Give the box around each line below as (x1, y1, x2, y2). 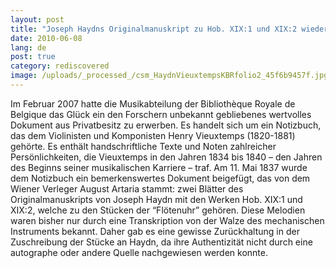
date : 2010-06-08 (10, 33, 83, 43)
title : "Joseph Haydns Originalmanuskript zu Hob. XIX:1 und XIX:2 (10, 24, 298, 34)
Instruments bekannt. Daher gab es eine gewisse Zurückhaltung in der (10, 225, 300, 237)
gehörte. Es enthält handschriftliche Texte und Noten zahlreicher (10, 140, 277, 152)
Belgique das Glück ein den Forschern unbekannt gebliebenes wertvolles (10, 108, 312, 120)
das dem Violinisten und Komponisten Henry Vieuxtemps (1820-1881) (10, 129, 296, 141)
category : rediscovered (10, 61, 110, 71)
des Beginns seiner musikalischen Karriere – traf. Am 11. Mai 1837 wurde (10, 161, 308, 173)
